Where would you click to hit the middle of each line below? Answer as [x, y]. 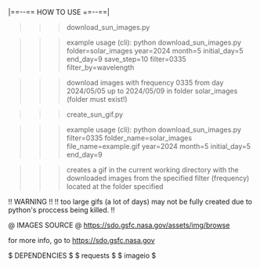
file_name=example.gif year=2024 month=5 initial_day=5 [159, 146]
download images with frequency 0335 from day [145, 83]
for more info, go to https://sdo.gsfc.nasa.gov [81, 240]
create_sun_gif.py [95, 114]
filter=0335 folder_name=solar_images [129, 138]
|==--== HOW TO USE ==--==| [59, 12]
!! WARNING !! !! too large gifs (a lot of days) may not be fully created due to [130, 201]
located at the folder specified [115, 187]
